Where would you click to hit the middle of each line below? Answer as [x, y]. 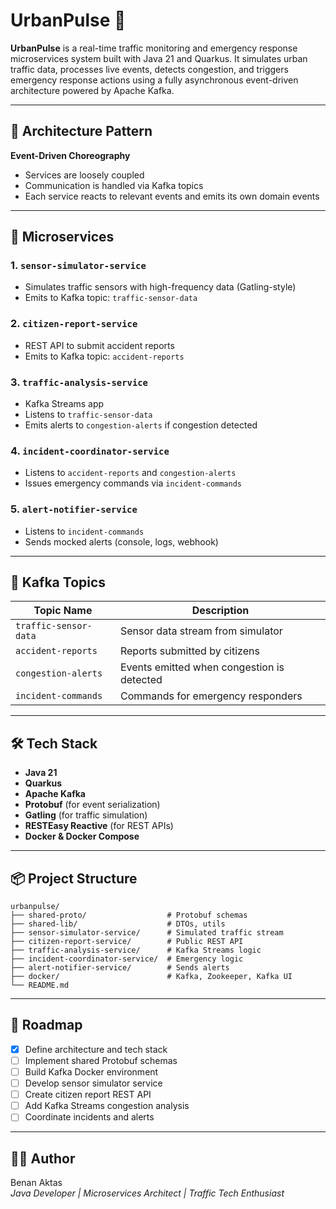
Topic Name [63, 611]
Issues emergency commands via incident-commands [133, 483]
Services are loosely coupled [84, 175]
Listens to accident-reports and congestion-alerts [130, 473]
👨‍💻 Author [43, 1158]
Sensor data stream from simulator [201, 631]
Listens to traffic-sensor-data [88, 415]
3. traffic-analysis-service [79, 382]
